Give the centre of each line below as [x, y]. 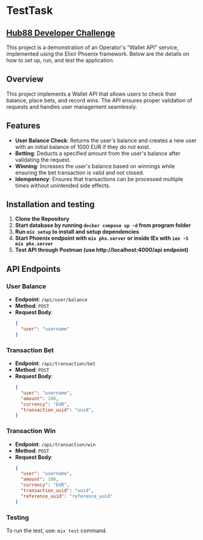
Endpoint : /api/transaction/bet [55, 363]
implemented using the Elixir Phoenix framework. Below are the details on [98, 54]
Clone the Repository [42, 219]
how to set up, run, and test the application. [60, 60]
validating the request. [43, 160]
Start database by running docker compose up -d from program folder [103, 225]
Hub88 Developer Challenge [61, 33]
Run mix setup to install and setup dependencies [77, 232]
